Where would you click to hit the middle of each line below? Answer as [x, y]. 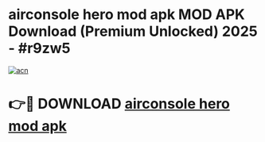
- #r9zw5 [39, 48]
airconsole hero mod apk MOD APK [127, 15]
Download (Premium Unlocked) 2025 [133, 31]
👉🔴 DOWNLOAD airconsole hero [119, 104]
